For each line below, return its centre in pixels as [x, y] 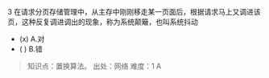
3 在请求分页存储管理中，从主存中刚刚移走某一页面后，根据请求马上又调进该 [134, 12]
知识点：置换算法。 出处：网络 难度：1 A [94, 66]
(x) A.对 [32, 39]
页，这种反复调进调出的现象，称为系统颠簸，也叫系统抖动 [103, 22]
